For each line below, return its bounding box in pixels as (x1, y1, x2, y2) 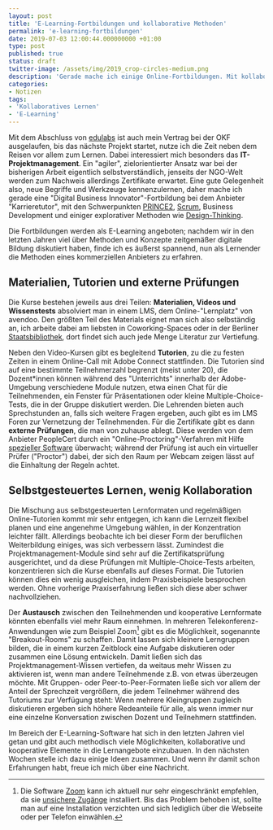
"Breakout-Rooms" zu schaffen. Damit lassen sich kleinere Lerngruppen (8, 635, 249, 644)
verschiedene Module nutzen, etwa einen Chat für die (47, 382, 227, 391)
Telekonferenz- (206, 616, 258, 626)
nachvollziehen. (8, 592, 62, 601)
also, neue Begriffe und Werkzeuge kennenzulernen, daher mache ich (8, 185, 243, 194)
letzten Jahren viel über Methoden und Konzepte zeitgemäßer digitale (8, 235, 242, 244)
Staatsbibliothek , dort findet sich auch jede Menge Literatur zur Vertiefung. (8, 331, 260, 342)
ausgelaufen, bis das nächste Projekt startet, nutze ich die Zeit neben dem (8, 142, 258, 151)
